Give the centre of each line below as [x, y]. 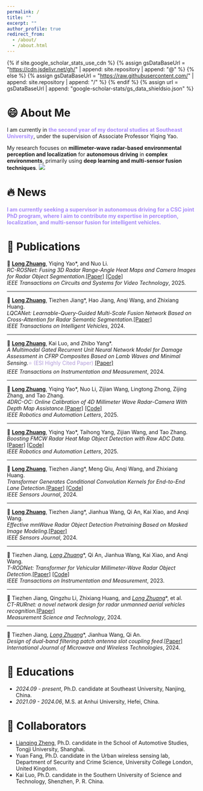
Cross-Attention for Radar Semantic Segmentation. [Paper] [80, 319]
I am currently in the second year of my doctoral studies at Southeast [95, 129]
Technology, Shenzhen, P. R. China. [60, 781]
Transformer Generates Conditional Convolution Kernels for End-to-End [96, 481]
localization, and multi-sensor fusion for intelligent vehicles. [84, 222]
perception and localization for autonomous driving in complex [87, 154]
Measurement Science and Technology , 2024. [64, 617]
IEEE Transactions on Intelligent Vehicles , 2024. [66, 326]
